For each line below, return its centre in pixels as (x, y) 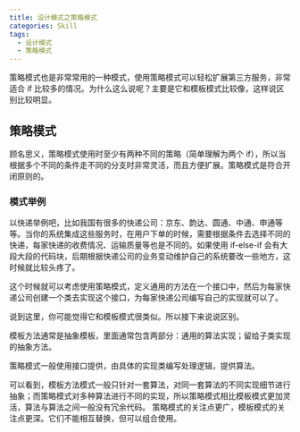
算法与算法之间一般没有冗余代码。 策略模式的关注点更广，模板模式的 (151, 407)
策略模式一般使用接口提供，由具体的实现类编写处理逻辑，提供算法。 (134, 366)
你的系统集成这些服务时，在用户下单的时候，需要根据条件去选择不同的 (162, 234)
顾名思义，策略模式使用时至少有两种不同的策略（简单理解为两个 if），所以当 (148, 154)
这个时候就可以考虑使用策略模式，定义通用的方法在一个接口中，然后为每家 (146, 286)
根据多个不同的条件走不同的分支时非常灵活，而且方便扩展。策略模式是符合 (146, 165)
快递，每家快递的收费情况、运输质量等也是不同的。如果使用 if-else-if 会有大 (149, 245)
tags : (19, 34)
